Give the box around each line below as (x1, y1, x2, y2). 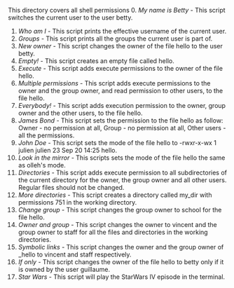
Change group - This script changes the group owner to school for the (18, 206, 222, 214)
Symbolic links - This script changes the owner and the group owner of (18, 243, 224, 251)
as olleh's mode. (18, 161, 66, 169)
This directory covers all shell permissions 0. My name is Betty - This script (8, 6, 226, 14)
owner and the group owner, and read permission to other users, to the (18, 87, 223, 95)
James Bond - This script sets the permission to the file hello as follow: (18, 116, 223, 125)
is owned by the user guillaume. (18, 266, 111, 273)
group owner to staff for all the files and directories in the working (18, 228, 209, 236)
